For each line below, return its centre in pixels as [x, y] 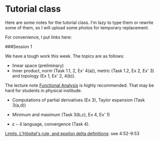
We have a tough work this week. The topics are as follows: [65, 56]
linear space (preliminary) [38, 65]
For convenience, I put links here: [39, 37]
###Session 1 [19, 46]
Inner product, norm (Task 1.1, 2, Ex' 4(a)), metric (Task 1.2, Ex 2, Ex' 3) [83, 70]
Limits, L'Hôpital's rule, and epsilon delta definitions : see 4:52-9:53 [72, 133]
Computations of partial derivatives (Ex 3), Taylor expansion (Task [79, 100]
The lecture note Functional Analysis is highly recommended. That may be [80, 85]
